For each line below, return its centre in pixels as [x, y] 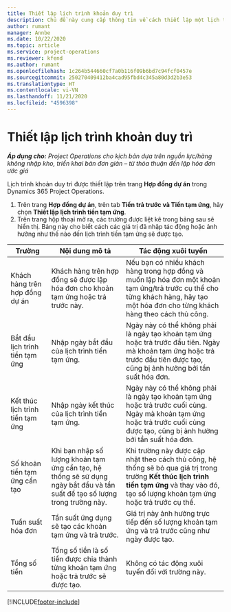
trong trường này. [79, 502]
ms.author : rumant [33, 65]
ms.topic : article [33, 45]
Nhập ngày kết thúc [83, 405]
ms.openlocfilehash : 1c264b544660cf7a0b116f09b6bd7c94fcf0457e [100, 71]
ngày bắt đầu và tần [83, 485]
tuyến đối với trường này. [166, 571]
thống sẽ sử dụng [79, 477]
